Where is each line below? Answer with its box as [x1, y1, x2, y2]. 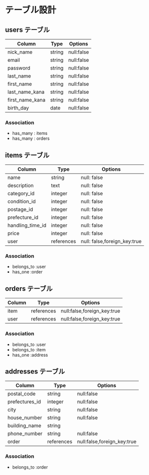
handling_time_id [7, 222, 47, 229]
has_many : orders [12, 135, 50, 141]
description [7, 182, 34, 189]
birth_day [7, 105, 29, 111]
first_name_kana [7, 97, 46, 103]
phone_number [7, 430, 43, 437]
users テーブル [5, 26, 50, 34]
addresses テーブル [5, 367, 65, 375]
